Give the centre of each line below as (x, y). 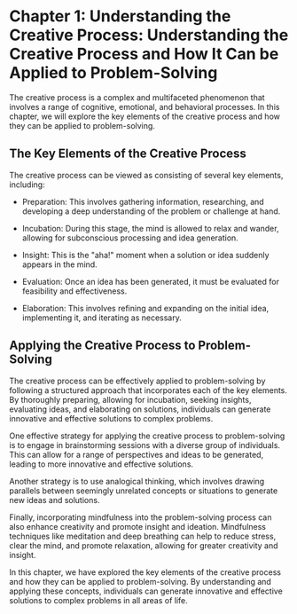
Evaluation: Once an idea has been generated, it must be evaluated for (150, 281)
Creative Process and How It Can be (144, 54)
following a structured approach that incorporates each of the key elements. (148, 390)
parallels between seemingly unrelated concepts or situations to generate (144, 491)
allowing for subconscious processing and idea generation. (130, 238)
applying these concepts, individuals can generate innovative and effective (146, 591)
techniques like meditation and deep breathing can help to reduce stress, (143, 536)
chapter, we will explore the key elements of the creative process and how (145, 116)
